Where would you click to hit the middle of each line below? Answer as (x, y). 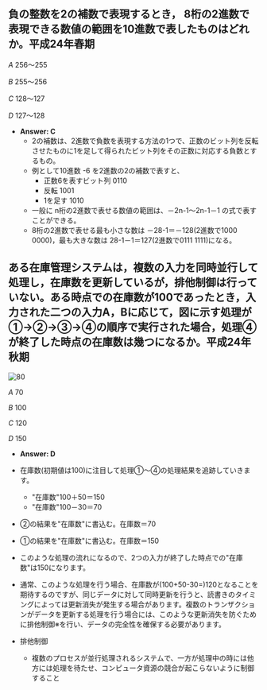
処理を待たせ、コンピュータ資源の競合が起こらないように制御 (154, 668)
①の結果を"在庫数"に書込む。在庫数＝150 (89, 541)
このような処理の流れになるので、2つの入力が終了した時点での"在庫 (132, 557)
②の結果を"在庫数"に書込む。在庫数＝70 (88, 524)
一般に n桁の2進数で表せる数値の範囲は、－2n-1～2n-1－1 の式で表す (144, 210)
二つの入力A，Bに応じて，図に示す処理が (151, 312)
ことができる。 (56, 220)
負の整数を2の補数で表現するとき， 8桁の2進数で (129, 14)
